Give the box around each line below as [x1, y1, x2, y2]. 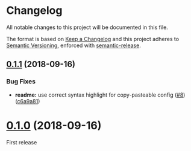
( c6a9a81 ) [14, 97, 40, 104]
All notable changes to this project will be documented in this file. [6, 24, 169, 31]
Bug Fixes [6, 77, 36, 86]
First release [6, 138, 37, 146]
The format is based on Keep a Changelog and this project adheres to [6, 35, 180, 42]
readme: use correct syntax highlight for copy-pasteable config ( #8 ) [14, 91, 186, 98]
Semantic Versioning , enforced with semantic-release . [6, 42, 142, 49]
